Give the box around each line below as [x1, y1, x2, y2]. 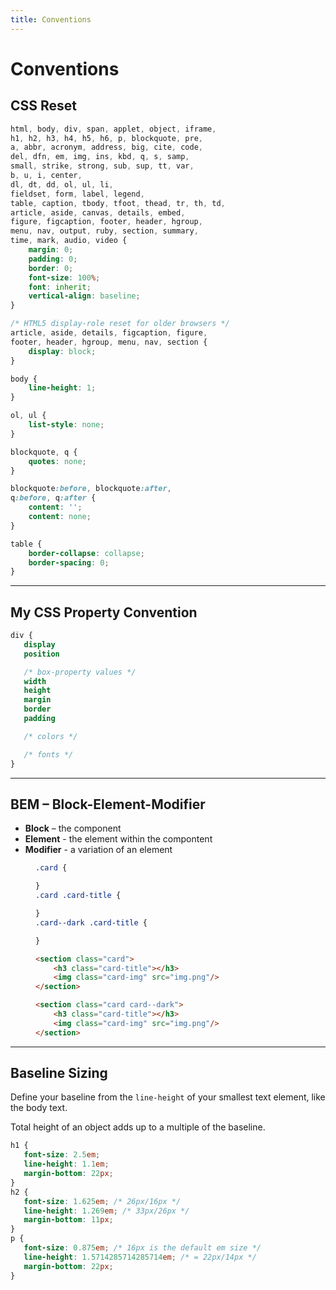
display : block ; [28, 346, 97, 356]
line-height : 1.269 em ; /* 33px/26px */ [23, 1206, 190, 1216]
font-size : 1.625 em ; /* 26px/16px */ [23, 1196, 182, 1206]
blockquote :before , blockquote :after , [10, 484, 172, 494]
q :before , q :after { [10, 493, 97, 503]
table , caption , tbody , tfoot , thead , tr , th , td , [10, 198, 226, 208]
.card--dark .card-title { [35, 917, 148, 928]
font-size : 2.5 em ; [23, 1150, 101, 1160]
